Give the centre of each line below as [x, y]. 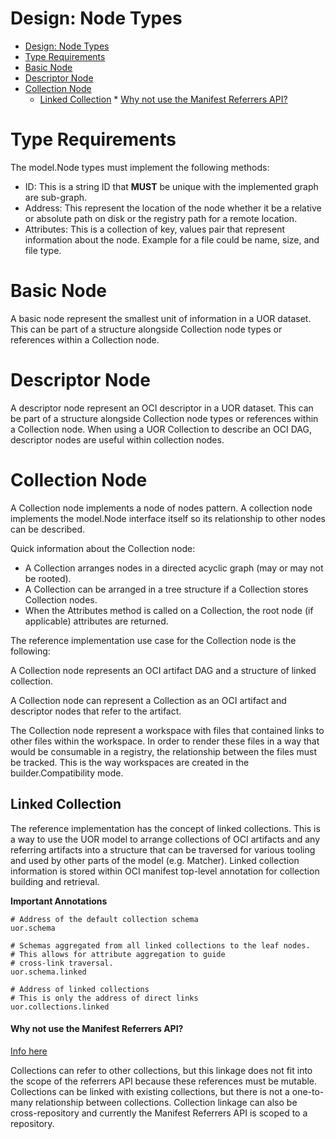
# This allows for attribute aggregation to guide [118, 954]
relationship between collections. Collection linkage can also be [166, 1102]
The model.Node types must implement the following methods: [140, 167]
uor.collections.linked [60, 1007]
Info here [29, 1051]
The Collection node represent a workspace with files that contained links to [167, 730]
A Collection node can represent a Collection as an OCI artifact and [148, 700]
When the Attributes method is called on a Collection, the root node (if [169, 610]
